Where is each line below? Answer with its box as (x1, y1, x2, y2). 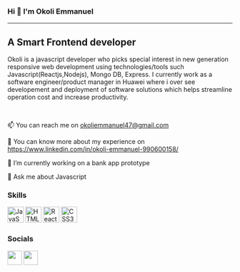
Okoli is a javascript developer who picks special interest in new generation (7, 55, 229, 63)
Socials (7, 234, 34, 244)
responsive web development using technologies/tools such (7, 63, 184, 71)
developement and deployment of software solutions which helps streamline (7, 85, 232, 94)
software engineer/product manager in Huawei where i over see (7, 78, 196, 86)
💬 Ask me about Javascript (7, 172, 87, 181)
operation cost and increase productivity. (7, 93, 129, 102)
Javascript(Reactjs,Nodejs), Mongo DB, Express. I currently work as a (7, 70, 213, 79)
